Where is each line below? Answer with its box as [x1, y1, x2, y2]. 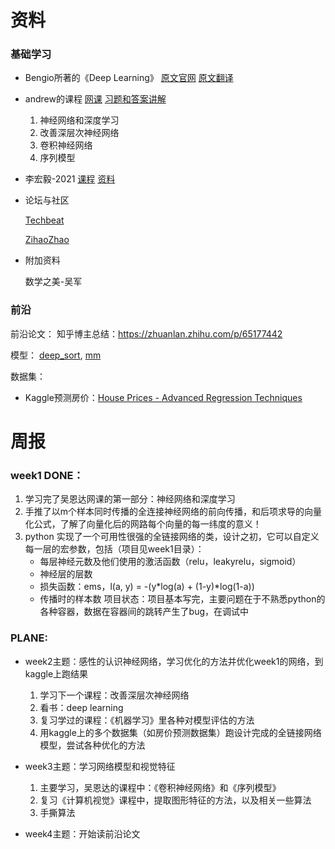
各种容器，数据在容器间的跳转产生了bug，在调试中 [39, 606, 250, 618]
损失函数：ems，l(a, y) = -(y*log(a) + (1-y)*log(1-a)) [39, 581, 255, 593]
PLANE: [10, 631, 48, 645]
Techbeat [24, 214, 65, 226]
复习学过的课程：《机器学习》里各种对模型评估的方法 [39, 714, 255, 726]
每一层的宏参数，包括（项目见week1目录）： [24, 543, 205, 555]
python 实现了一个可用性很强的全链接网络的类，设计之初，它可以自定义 [24, 531, 320, 543]
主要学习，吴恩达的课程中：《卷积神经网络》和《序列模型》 [39, 781, 282, 793]
